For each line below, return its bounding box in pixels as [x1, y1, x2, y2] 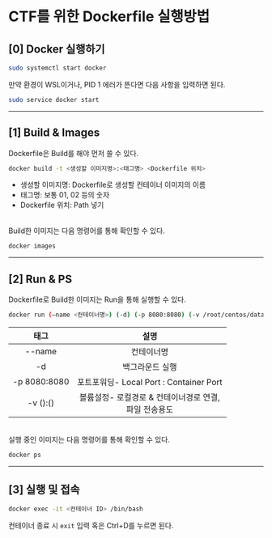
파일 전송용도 [125, 404, 174, 415]
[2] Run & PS [8, 272, 73, 286]
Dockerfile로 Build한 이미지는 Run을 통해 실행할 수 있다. [8, 294, 186, 304]
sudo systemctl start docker [8, 64, 107, 72]
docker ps [8, 451, 42, 459]
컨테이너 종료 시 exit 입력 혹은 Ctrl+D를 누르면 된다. [8, 520, 174, 530]
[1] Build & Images [8, 126, 100, 140]
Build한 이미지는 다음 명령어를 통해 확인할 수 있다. [8, 226, 166, 235]
